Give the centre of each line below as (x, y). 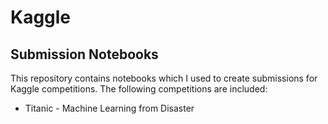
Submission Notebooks (84, 54)
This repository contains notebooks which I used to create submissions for (164, 78)
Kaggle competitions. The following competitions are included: (139, 89)
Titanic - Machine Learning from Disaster (109, 108)
